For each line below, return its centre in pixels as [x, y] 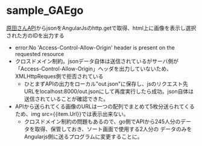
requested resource [39, 54]
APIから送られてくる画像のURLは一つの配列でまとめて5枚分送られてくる [105, 106]
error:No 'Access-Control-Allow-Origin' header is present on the [95, 47]
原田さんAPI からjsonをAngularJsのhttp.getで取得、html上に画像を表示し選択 [101, 28]
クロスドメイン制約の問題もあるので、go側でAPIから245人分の [102, 121]
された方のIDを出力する [35, 35]
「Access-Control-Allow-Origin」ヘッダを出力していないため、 [93, 68]
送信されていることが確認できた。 [66, 99]
